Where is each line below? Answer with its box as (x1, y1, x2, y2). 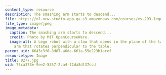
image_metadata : (5, 26, 39, 31)
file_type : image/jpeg (5, 21, 52, 26)
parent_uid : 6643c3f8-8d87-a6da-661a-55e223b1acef (5, 48, 112, 53)
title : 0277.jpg (5, 58, 39, 63)
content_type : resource (5, 7, 54, 12)
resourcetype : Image (5, 53, 48, 58)
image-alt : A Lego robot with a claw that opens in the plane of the (9, 39, 156, 44)
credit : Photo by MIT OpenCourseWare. (9, 35, 90, 40)
